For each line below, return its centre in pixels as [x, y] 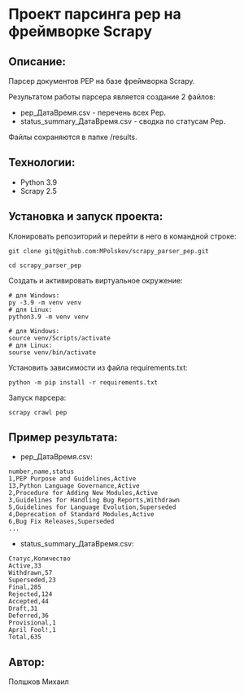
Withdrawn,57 [30, 573]
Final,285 [25, 587]
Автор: [27, 662]
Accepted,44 [28, 602]
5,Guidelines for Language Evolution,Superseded [92, 507]
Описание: [37, 61]
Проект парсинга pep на [95, 14]
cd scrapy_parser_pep [45, 265]
